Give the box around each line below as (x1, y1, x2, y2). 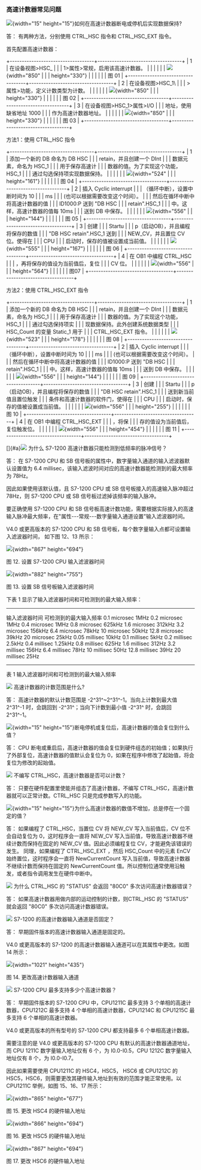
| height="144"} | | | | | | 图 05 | (6, 215, 82, 222)
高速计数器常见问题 (6, 5, 62, 13)
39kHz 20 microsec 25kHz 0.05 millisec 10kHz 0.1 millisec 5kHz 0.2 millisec (6, 634, 193, 641)
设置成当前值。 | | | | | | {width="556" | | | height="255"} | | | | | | (26, 403, 190, 410)
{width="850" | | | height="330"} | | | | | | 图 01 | (6, 72, 124, 79)
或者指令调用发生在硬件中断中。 (16, 870, 96, 877)
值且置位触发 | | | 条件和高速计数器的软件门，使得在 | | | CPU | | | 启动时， (6, 395, 187, 403)
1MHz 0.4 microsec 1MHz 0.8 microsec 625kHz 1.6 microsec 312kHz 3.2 (6, 621, 184, 628)
